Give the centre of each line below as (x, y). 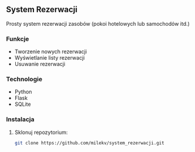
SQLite (23, 104)
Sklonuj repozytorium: (41, 132)
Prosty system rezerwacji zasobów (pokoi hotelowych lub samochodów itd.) (98, 23)
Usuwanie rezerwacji (40, 64)
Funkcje (18, 39)
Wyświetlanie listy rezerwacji (49, 58)
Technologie (24, 80)
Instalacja (20, 119)
